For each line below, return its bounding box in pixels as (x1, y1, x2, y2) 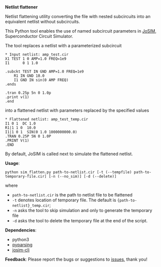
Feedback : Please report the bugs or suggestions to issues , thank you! (5, 256, 148, 262)
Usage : (5, 160, 20, 166)
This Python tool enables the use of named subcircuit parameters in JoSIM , (5, 28, 157, 34)
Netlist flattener (5, 4, 38, 10)
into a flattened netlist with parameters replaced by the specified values (5, 107, 149, 113)
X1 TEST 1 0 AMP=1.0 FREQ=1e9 (5, 56, 67, 61)
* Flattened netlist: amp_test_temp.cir (5, 117, 89, 122)
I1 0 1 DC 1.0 (5, 121, 36, 126)
